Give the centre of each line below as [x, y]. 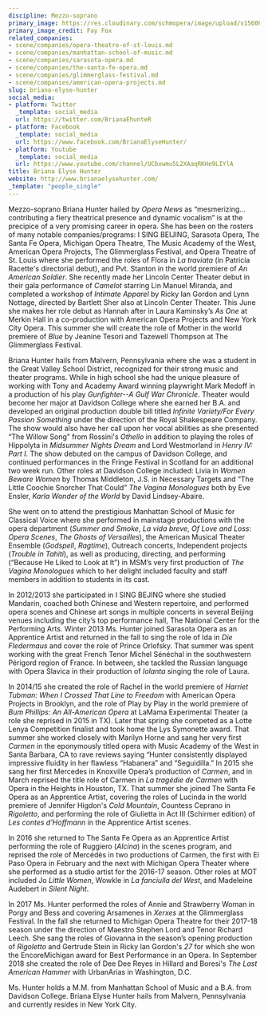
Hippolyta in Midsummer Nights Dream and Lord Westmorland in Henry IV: [130, 445]
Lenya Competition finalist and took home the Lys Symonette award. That [129, 729]
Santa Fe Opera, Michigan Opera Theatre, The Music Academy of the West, [132, 243]
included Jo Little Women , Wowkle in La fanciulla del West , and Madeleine [130, 880]
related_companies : [41, 38]
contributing [28, 217]
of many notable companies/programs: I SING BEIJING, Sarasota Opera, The [134, 234]
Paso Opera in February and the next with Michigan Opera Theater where [129, 863]
